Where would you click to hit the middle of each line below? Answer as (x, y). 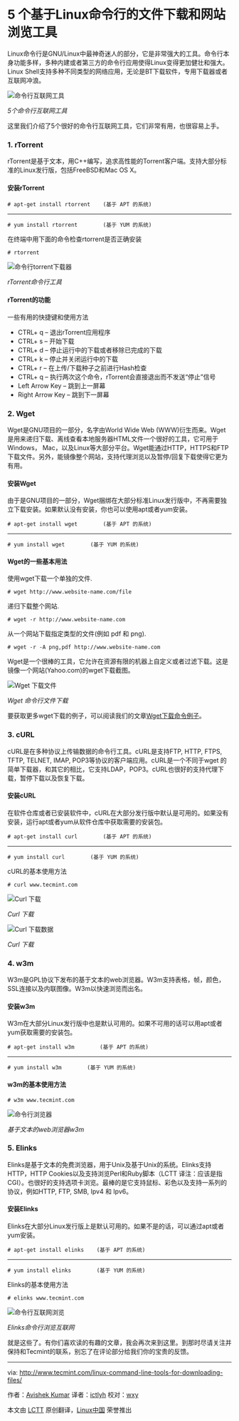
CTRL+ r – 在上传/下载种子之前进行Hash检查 (82, 367)
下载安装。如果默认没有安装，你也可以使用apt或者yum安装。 (102, 509)
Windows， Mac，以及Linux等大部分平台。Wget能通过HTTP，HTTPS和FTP (118, 447)
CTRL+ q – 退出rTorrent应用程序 (64, 332)
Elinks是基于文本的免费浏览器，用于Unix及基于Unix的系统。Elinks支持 (110, 1164)
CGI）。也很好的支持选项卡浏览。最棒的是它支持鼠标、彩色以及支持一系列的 (117, 1182)
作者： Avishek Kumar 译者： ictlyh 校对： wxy (73, 1395)
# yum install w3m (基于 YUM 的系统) (72, 1068)
